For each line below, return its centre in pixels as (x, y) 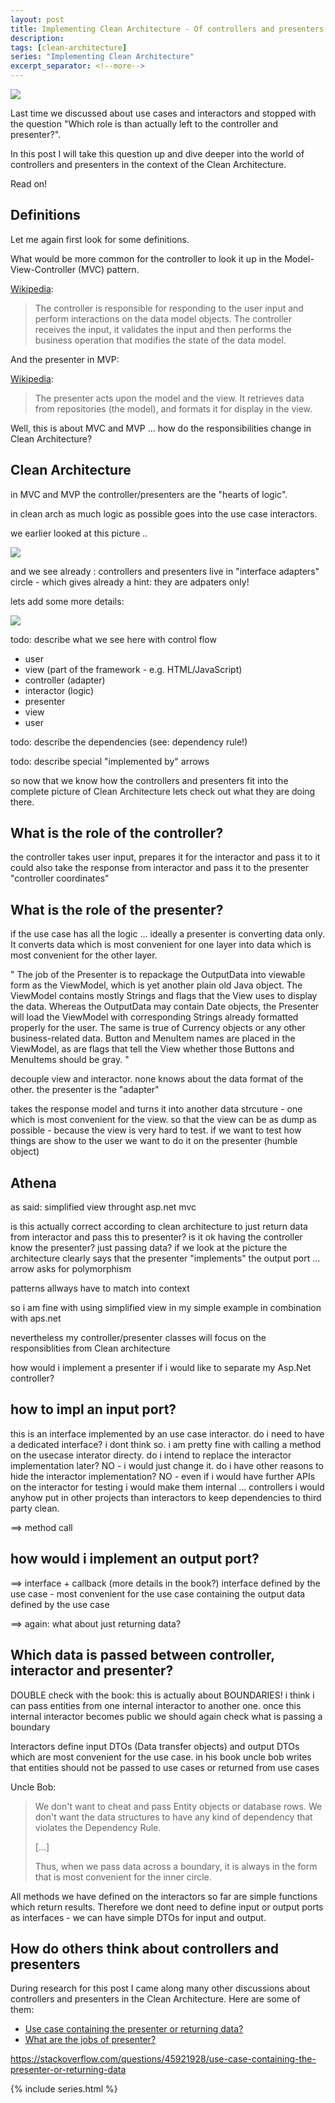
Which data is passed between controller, (142, 1655)
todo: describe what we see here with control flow (113, 639)
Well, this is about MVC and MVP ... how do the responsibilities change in (161, 428)
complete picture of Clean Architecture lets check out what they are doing (163, 791)
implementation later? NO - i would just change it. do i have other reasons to (167, 1465)
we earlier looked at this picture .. (79, 533)
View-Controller (43, 269)
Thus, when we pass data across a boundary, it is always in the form (176, 1866)
